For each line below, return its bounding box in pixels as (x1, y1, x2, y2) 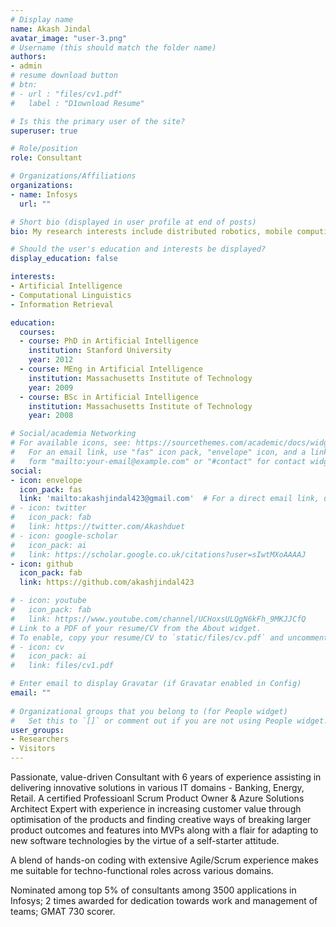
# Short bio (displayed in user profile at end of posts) (10, 217, 257, 227)
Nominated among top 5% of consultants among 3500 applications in (10, 884, 297, 896)
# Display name (10, 14, 74, 25)
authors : (10, 52, 47, 62)
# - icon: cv (10, 642, 65, 652)
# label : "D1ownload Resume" (10, 98, 145, 108)
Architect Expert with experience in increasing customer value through (10, 803, 302, 815)
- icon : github (10, 559, 74, 569)
